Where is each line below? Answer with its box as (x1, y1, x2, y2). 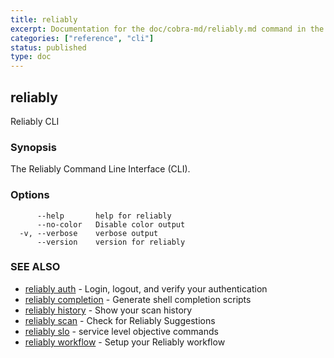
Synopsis (10, 140, 57, 154)
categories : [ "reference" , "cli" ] (10, 33, 155, 43)
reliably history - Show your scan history (24, 304, 193, 316)
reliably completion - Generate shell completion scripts (24, 293, 252, 305)
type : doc (10, 52, 52, 62)
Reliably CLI (10, 115, 60, 127)
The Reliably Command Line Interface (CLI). (10, 163, 191, 175)
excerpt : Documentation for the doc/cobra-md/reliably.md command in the (10, 24, 325, 34)
